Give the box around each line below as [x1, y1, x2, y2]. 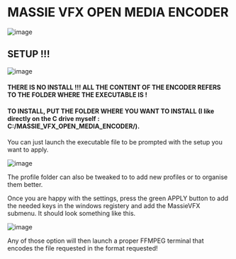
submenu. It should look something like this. [7, 209, 136, 217]
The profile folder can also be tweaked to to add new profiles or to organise [7, 173, 228, 181]
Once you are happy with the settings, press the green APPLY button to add [7, 194, 229, 202]
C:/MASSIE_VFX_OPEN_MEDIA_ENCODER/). [7, 122, 140, 130]
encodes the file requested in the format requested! [7, 243, 158, 252]
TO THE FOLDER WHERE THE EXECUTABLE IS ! [7, 91, 147, 99]
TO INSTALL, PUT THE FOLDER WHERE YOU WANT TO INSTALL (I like [7, 107, 215, 115]
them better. [7, 180, 43, 188]
